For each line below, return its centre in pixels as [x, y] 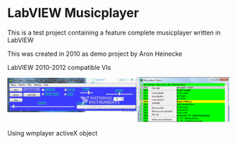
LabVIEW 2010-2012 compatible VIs [59, 67]
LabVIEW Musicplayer [73, 13]
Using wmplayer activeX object [53, 133]
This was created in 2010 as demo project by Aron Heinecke [95, 54]
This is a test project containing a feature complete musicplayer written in [114, 32]
